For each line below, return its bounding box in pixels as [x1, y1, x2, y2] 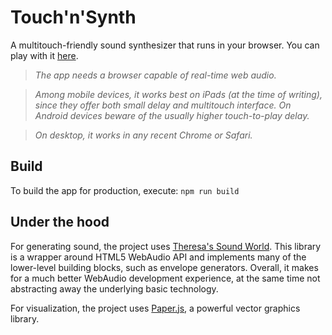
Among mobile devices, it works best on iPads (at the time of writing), [34, 88, 323, 100]
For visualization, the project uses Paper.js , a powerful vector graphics [10, 302, 301, 314]
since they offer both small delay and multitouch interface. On [34, 99, 292, 111]
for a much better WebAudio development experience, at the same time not [10, 272, 321, 284]
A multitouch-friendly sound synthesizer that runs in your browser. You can [10, 39, 320, 51]
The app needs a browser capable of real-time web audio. [34, 69, 277, 81]
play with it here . [10, 49, 79, 61]
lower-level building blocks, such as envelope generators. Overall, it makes [10, 261, 319, 273]
